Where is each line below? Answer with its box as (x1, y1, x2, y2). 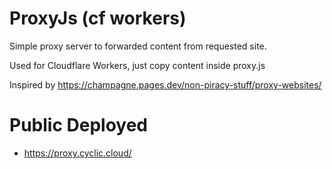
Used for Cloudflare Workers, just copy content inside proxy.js (9, 59, 266, 71)
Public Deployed (9, 114, 148, 137)
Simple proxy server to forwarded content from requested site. (9, 40, 267, 52)
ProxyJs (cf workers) (9, 7, 187, 30)
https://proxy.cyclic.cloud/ (23, 147, 132, 159)
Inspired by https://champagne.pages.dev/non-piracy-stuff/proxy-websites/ (9, 78, 322, 91)
